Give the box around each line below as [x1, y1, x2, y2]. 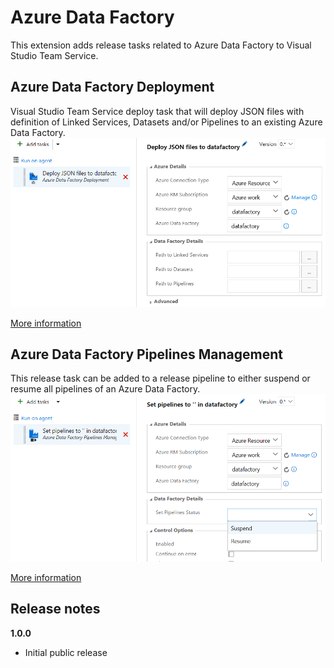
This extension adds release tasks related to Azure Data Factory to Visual [10, 39, 312, 51]
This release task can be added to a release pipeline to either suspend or [10, 372, 311, 385]
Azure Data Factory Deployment [10, 79, 215, 96]
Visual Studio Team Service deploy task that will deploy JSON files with [10, 105, 305, 117]
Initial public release [24, 646, 108, 658]
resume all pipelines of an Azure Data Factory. [10, 383, 201, 395]
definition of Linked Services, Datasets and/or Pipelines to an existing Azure [10, 116, 323, 128]
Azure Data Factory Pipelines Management [10, 346, 283, 363]
